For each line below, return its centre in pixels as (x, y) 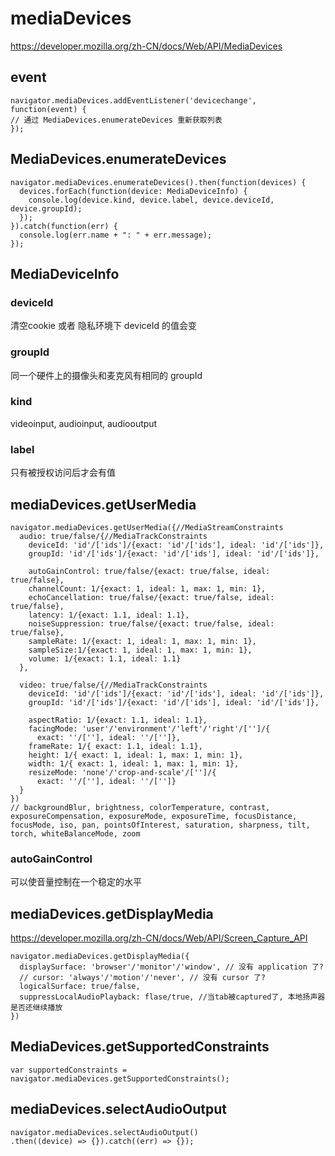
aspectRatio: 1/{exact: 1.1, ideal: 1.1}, (118, 720)
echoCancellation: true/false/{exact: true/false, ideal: (151, 597)
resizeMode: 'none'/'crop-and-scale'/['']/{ (122, 772)
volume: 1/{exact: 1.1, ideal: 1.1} (105, 658)
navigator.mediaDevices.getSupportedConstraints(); (120, 1078)
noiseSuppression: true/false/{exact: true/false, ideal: (151, 623)
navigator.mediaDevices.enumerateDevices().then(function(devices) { (158, 182)
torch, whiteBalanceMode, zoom (75, 833)
